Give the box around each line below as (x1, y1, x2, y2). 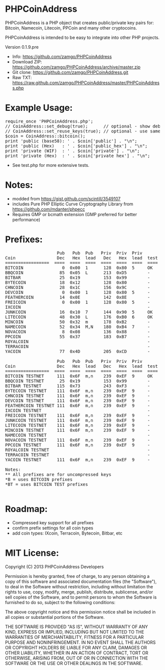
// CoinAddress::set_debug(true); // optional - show (5, 123, 151, 129)
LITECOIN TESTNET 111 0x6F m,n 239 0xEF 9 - (5, 422, 151, 428)
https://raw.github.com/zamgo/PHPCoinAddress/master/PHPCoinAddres (12, 80, 160, 86)
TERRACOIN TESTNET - (5, 452, 151, 457)
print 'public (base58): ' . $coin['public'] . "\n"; (5, 138, 137, 144)
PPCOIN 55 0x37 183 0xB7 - (5, 334, 151, 339)
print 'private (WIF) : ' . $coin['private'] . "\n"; (5, 148, 140, 154)
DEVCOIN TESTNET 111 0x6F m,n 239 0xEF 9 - (5, 398, 151, 403)
